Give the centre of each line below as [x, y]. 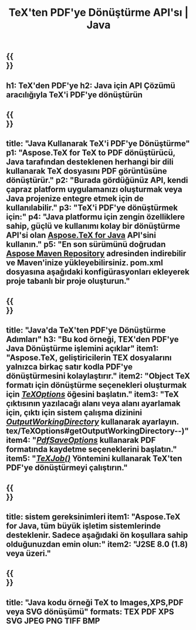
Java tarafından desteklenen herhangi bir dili [90, 162]
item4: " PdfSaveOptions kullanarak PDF [81, 440]
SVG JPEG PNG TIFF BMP [53, 621]
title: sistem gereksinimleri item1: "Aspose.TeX [93, 516]
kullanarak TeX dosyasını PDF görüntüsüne [87, 171]
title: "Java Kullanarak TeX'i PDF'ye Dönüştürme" [98, 144]
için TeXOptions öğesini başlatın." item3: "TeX [92, 394]
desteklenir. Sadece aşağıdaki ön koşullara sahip [97, 535]
